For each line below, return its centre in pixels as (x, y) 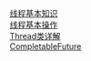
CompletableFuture (45, 46)
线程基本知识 (34, 13)
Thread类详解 (35, 36)
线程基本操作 (34, 25)
